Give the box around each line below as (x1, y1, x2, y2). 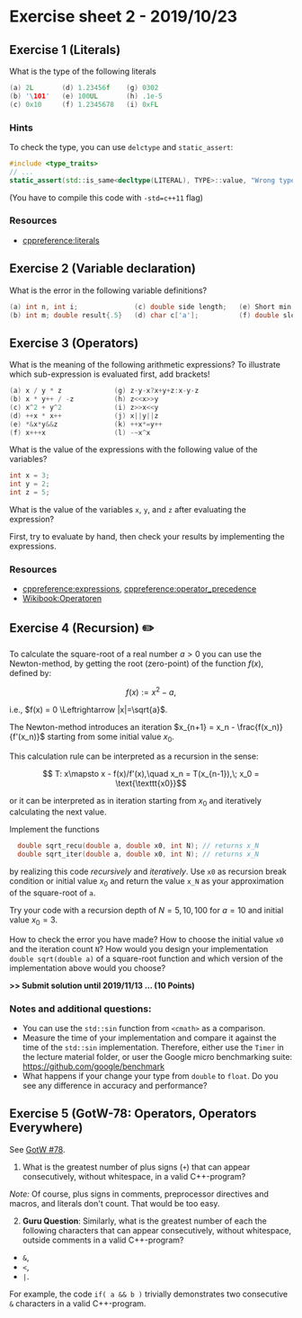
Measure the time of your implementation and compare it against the (22, 1032, 277, 1044)
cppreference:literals (22, 235, 101, 245)
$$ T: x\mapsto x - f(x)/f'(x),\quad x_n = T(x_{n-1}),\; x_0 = (42, 768, 260, 779)
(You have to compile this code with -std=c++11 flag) (9, 191, 204, 203)
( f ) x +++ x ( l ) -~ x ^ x (9, 428, 151, 437)
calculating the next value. (9, 806, 107, 817)
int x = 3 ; (9, 471, 50, 480)
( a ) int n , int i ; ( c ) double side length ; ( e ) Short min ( (9, 302, 296, 311)
